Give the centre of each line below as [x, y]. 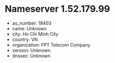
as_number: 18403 [32, 23]
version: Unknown [31, 50]
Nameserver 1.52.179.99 [57, 9]
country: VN [25, 39]
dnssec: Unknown [31, 56]
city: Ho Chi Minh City [35, 34]
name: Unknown [29, 28]
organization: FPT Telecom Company [51, 45]
